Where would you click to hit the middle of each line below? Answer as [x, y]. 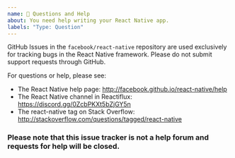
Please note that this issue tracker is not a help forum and [108, 138]
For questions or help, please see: [57, 75]
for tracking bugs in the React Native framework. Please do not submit [110, 54]
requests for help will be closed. [64, 147]
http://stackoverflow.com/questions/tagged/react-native [100, 119]
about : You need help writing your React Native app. [88, 20]
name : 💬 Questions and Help [49, 14]
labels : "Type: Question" [45, 27]
